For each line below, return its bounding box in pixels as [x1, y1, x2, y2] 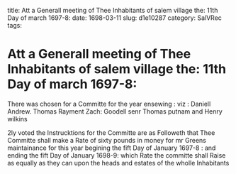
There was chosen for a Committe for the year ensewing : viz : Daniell [7, 99, 211, 108]
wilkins [7, 114, 28, 123]
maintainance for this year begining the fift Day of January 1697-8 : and [7, 143, 216, 152]
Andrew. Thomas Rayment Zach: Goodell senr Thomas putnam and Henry [7, 107, 223, 116]
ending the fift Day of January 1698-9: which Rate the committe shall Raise [7, 151, 226, 159]
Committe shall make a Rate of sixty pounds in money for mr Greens [7, 136, 207, 144]
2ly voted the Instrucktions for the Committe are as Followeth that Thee [7, 128, 215, 137]
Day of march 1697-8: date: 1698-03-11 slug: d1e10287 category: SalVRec [7, 13, 222, 22]
